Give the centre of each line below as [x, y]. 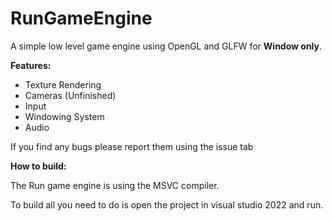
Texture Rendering [63, 84]
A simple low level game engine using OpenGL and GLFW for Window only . [166, 46]
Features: [31, 65]
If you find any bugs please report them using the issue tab [132, 146]
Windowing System [64, 116]
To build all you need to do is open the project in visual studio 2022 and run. [167, 204]
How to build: [38, 166]
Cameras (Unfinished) [70, 95]
